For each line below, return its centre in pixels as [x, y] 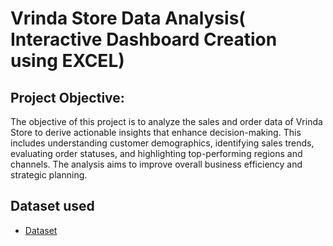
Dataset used [52, 206]
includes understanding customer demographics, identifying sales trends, [162, 143]
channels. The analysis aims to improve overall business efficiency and [156, 164]
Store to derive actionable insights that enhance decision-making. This [156, 132]
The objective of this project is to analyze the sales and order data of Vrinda [166, 121]
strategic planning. [49, 175]
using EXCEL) [67, 61]
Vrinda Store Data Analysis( [128, 18]
